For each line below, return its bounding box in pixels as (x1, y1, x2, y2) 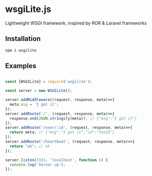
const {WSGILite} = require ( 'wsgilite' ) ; (5, 79, 93, 84)
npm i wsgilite (5, 47, 37, 53)
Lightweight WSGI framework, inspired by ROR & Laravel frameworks (5, 20, 147, 26)
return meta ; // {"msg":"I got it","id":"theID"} (9, 130, 115, 135)
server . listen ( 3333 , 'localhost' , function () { (5, 157, 108, 162)
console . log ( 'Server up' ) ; (9, 162, 66, 167)
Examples (5, 61, 36, 70)
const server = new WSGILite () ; (5, 88, 72, 93)
